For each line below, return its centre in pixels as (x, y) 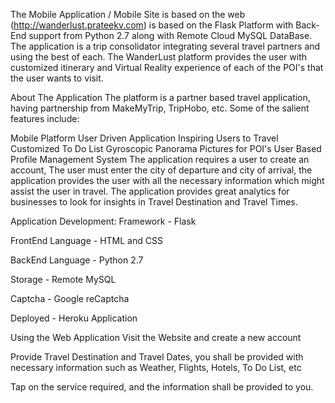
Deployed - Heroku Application (74, 318)
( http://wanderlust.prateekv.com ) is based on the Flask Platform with (152, 25)
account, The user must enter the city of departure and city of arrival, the (161, 170)
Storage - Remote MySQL (63, 279)
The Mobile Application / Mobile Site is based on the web (128, 14)
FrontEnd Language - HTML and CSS (86, 240)
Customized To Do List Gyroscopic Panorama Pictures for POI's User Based (166, 148)
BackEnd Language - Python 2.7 (77, 260)
